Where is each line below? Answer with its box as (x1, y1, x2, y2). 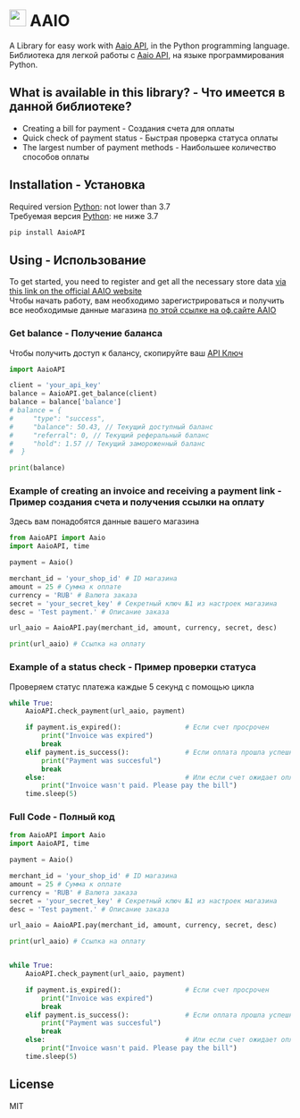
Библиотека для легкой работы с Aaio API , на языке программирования (9, 49, 284, 60)
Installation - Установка (9, 177, 146, 192)
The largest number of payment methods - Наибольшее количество (21, 141, 277, 152)
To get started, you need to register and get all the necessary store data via (9, 276, 287, 287)
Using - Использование (9, 252, 146, 267)
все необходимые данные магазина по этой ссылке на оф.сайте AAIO (9, 305, 277, 316)
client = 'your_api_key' (9, 381, 102, 390)
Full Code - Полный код (9, 810, 116, 823)
